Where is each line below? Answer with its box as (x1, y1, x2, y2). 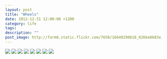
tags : (5, 26, 16, 31)
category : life (5, 21, 37, 26)
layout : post (5, 7, 32, 12)
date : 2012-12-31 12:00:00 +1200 (5, 16, 75, 21)
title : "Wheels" (5, 12, 39, 17)
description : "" (5, 30, 39, 35)
